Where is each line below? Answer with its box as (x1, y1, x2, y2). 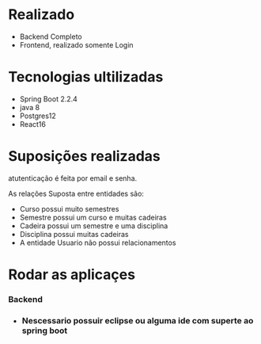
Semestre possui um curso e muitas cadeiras (19, 212, 168, 222)
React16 (19, 119, 46, 128)
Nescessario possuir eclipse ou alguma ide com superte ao (21, 315, 254, 326)
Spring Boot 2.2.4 (19, 94, 78, 104)
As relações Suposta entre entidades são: (8, 189, 145, 198)
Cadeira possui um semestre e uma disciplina (19, 220, 168, 231)
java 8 (19, 102, 40, 112)
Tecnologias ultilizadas (8, 68, 164, 86)
